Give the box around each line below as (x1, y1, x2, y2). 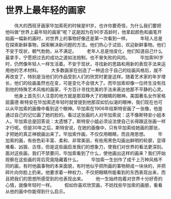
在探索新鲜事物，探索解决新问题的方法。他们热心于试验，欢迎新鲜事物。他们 (5, 41, 166, 47)
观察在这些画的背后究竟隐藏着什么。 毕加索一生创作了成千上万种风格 (5, 156, 158, 162)
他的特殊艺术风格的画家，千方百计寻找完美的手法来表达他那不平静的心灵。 (9, 86, 166, 92)
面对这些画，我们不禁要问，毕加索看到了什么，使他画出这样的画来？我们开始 (5, 150, 166, 156)
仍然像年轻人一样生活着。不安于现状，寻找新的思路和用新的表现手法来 (14, 61, 161, 67)
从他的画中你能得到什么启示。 (5, 188, 68, 194)
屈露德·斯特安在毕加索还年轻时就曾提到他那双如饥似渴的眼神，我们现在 (5, 99, 154, 105)
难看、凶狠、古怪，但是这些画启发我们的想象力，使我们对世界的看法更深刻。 (5, 143, 166, 150)
